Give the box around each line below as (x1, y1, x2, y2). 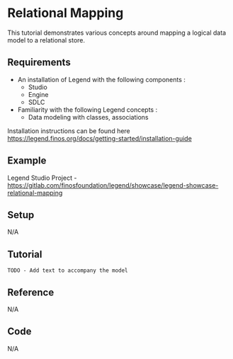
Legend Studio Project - (7, 173, 77, 182)
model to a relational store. (7, 35, 86, 44)
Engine (28, 90, 49, 98)
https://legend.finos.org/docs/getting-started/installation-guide (7, 134, 193, 142)
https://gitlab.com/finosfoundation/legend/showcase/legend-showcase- (7, 181, 219, 189)
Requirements (7, 57, 71, 69)
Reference (7, 286, 55, 298)
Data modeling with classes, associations (28, 113, 149, 121)
